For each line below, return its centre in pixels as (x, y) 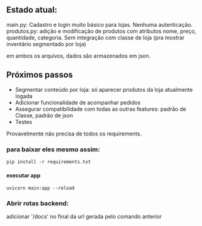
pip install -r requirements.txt (49, 162)
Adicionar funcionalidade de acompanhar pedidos (78, 102)
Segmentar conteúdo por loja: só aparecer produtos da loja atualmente (104, 89)
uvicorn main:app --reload (40, 188)
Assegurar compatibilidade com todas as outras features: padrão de (101, 109)
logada (24, 96)
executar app (23, 175)
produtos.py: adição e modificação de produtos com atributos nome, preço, (101, 31)
